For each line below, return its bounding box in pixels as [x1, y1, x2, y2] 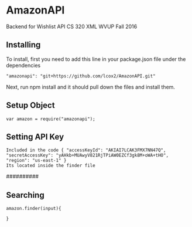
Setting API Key [6, 131, 64, 141]
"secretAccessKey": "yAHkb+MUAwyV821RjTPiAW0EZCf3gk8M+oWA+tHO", [6, 153, 169, 158]
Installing [6, 40, 41, 50]
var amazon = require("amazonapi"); [6, 116, 95, 122]
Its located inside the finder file [6, 162, 95, 169]
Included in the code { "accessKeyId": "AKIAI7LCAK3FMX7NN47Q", [6, 147, 166, 153]
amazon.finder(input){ [6, 206, 61, 212]
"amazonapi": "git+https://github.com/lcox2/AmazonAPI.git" [6, 73, 156, 79]
